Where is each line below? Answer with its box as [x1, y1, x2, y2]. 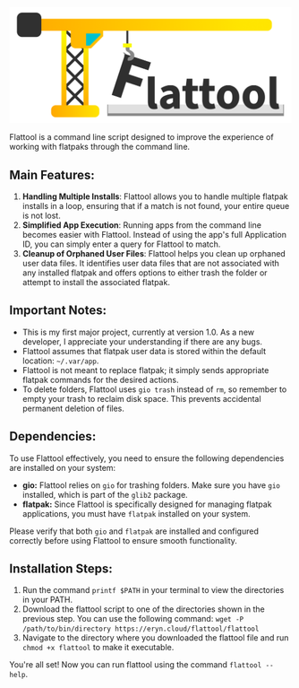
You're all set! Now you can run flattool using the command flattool [9, 659, 262, 670]
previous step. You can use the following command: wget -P [21, 614, 244, 624]
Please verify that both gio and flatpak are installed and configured [9, 526, 260, 536]
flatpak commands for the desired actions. [21, 374, 179, 385]
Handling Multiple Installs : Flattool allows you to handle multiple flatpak [21, 191, 288, 202]
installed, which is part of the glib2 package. [21, 489, 188, 500]
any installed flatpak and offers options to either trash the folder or [21, 267, 268, 278]
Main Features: [9, 167, 96, 182]
